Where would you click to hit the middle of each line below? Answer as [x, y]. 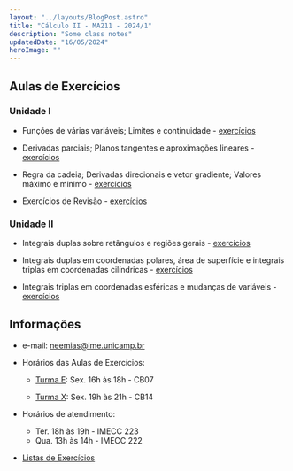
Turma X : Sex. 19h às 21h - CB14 [94, 397]
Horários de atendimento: [69, 413]
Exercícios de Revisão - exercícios [85, 201]
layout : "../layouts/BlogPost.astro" [79, 17]
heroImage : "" [35, 50]
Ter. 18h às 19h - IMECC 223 [87, 431]
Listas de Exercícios [58, 458]
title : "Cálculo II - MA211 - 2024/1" [81, 26]
